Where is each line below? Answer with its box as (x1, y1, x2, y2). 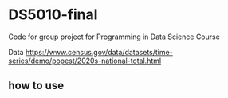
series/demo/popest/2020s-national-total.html (8, 56, 162, 65)
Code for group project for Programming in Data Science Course (8, 32, 221, 41)
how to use (8, 79, 65, 92)
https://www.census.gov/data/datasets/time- (25, 47, 173, 57)
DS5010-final (8, 6, 98, 24)
